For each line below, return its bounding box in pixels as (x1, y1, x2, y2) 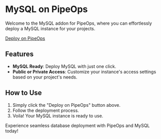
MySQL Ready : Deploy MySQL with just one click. (12, 63, 117, 69)
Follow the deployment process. (12, 107, 79, 113)
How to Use (5, 89, 42, 97)
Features (5, 50, 34, 58)
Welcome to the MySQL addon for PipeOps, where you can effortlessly (5, 20, 152, 26)
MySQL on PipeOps (5, 4, 88, 15)
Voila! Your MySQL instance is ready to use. (12, 112, 104, 119)
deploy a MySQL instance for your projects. (5, 25, 96, 31)
